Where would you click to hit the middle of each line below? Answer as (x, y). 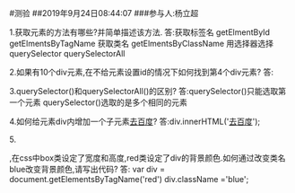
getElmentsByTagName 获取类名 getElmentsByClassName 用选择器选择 (142, 44)
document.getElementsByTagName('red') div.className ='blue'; (129, 179)
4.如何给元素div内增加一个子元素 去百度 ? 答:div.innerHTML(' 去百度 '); (135, 121)
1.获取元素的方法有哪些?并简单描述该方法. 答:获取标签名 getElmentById (140, 32)
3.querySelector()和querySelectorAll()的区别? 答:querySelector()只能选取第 (148, 91)
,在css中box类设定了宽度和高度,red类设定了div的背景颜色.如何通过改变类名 (147, 158)
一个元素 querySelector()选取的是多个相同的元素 (99, 102)
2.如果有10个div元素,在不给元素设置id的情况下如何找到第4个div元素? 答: (141, 72)
